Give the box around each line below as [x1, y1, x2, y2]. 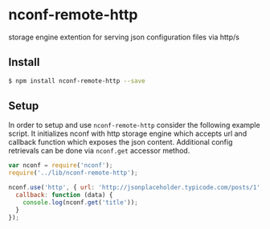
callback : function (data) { [15, 191, 113, 199]
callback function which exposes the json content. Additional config [8, 137, 233, 147]
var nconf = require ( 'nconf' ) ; [8, 162, 113, 170]
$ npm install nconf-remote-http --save [8, 76, 146, 85]
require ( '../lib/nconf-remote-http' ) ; [8, 169, 138, 178]
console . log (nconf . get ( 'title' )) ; [22, 198, 138, 207]
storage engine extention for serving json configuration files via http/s [8, 32, 239, 42]
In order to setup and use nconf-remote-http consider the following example [8, 121, 260, 130]
